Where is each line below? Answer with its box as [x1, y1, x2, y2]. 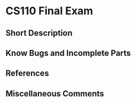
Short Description [5, 28, 73, 38]
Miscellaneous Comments [5, 88, 104, 99]
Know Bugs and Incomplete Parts [5, 48, 131, 58]
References [5, 68, 49, 79]
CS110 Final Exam [5, 4, 93, 18]
